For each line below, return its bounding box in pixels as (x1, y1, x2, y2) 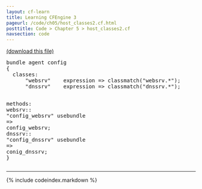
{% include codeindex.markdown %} (6, 176, 97, 184)
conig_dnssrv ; (6, 148, 48, 155)
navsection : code (6, 31, 50, 37)
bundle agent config (6, 59, 67, 66)
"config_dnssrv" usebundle (6, 136, 86, 143)
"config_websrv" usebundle (6, 112, 86, 119)
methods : (6, 100, 32, 107)
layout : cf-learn (6, 8, 50, 15)
